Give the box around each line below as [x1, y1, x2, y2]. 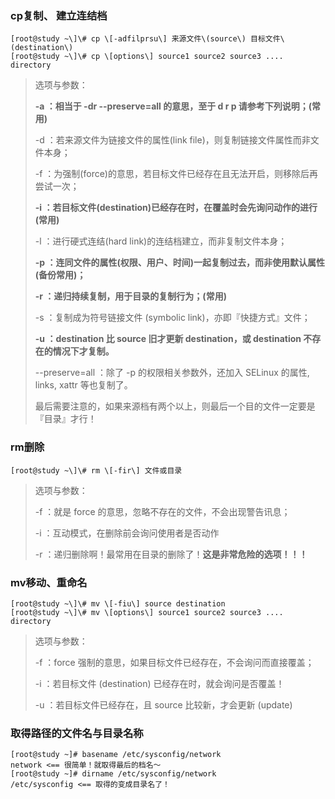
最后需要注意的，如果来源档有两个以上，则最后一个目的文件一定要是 [34, 400, 316, 412]
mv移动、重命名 [10, 575, 88, 589]
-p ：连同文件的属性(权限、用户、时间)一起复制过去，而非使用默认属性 [34, 257, 326, 269]
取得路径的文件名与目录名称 [10, 726, 144, 740]
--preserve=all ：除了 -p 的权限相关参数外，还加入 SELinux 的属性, [34, 367, 310, 379]
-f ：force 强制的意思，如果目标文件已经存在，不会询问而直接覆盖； [34, 656, 315, 668]
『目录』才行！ [34, 413, 97, 425]
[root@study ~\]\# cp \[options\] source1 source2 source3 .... [10, 52, 284, 62]
